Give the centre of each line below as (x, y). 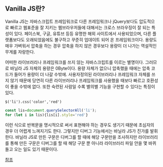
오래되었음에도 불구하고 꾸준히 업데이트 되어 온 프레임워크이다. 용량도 (91, 39)
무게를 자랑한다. (20, 52)
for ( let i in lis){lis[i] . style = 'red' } (47, 115)
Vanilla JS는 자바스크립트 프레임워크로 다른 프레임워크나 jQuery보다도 (72, 21)
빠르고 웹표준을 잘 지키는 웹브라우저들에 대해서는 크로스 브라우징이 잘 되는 (80, 27)
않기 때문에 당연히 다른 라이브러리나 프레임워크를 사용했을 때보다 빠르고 (78, 80)
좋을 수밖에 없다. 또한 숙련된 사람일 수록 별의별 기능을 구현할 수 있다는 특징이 (83, 86)
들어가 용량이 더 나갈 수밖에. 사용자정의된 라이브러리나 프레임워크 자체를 (82, 74)
